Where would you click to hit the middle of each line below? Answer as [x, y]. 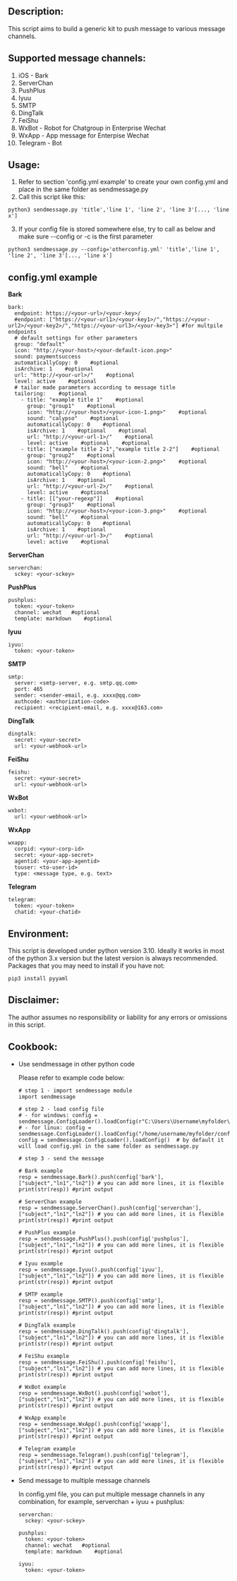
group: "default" [40, 344]
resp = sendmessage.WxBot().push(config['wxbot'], [94, 1393]
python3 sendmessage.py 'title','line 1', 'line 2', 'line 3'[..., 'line [119, 210]
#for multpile [202, 326]
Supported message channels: [77, 58]
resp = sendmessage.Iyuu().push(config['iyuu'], [91, 1270]
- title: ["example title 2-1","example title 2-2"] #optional [120, 450]
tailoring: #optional [51, 394]
